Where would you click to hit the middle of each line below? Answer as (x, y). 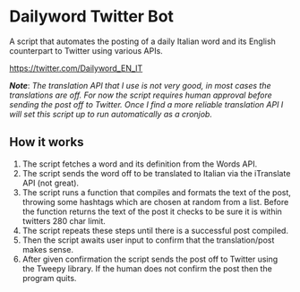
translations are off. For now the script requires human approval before (141, 95)
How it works (47, 142)
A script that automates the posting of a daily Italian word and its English (142, 41)
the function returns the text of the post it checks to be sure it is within (152, 211)
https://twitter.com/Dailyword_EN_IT (76, 68)
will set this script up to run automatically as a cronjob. (111, 114)
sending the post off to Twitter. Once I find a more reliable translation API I (146, 104)
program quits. (49, 278)
